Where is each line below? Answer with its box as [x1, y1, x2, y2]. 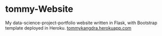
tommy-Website [5, 3, 73, 15]
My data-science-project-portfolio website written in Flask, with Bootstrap [5, 20, 158, 26]
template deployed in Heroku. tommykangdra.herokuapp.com [5, 25, 132, 31]
